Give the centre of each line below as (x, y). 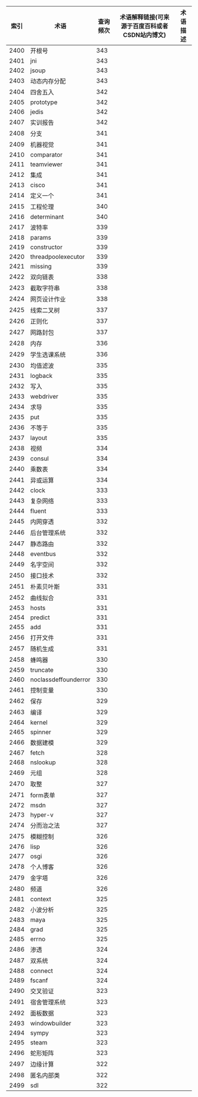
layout (39, 438)
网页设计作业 (48, 299)
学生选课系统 (48, 355)
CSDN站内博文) (144, 35)
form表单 (43, 795)
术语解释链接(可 (142, 17)
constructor (47, 247)
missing (41, 266)
